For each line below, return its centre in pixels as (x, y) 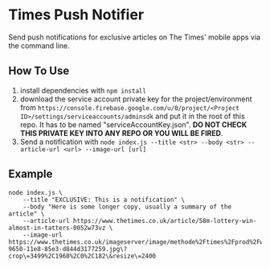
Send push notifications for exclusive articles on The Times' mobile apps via (135, 37)
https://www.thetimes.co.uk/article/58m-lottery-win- (165, 221)
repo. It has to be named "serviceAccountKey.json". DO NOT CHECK (133, 124)
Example (31, 174)
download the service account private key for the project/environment (136, 99)
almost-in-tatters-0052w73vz (57, 228)
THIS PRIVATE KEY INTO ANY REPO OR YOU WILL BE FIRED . (121, 133)
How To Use (39, 71)
